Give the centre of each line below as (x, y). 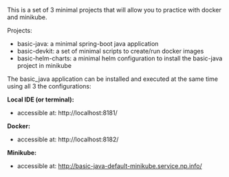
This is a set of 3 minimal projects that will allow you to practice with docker (114, 10)
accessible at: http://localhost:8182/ (68, 139)
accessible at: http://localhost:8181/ (67, 113)
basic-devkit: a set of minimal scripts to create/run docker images (110, 51)
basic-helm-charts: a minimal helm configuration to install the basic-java (120, 58)
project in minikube (44, 66)
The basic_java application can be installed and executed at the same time (113, 79)
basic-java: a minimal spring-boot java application (88, 44)
